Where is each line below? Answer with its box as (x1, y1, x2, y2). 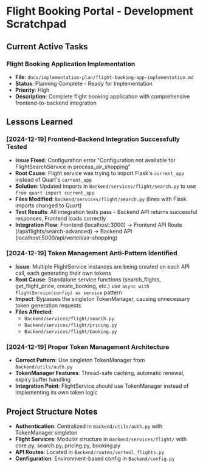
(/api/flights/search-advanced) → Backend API (15, 227, 132, 235)
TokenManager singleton (15, 428, 78, 436)
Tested (6, 143, 27, 151)
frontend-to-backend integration (15, 99, 97, 106)
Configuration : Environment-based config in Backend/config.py (15, 455, 175, 462)
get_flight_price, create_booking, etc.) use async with (15, 282, 150, 289)
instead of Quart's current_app (15, 176, 92, 183)
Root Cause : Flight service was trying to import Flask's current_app (15, 169, 184, 177)
